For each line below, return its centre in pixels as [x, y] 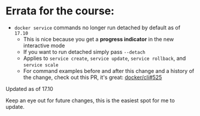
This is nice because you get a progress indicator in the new [99, 39]
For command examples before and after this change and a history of [109, 71]
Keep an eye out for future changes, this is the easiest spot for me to [90, 100]
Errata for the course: [60, 11]
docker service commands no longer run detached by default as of [97, 28]
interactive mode [44, 45]
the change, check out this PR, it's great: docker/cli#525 [93, 77]
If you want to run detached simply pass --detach [84, 51]
